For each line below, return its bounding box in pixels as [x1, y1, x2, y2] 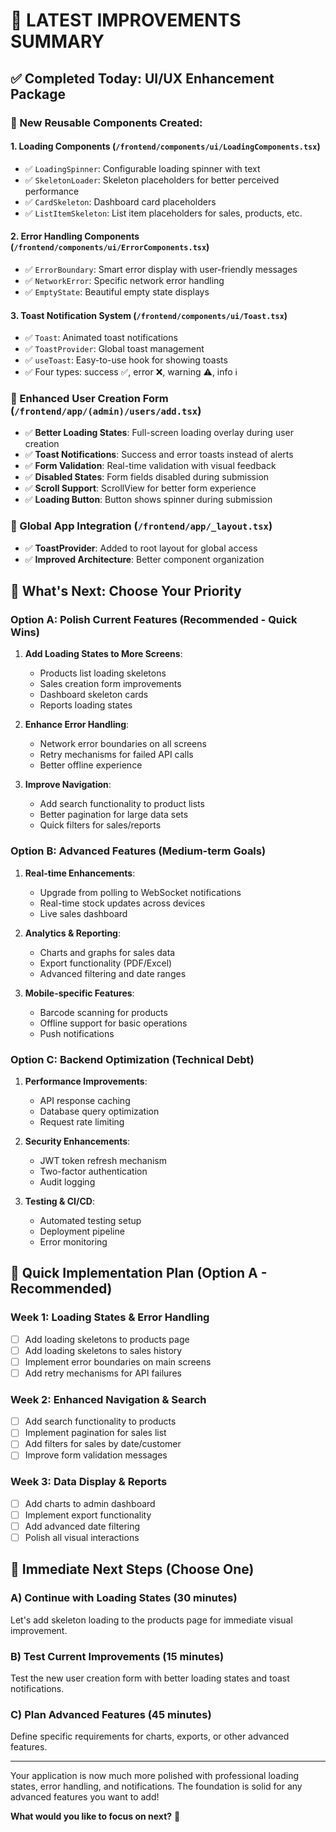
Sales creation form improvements [39, 678, 182, 690]
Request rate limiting [39, 1115, 125, 1128]
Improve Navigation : [24, 779, 112, 791]
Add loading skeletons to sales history [24, 1344, 183, 1356]
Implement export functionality [24, 1509, 152, 1521]
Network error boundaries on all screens [39, 738, 207, 750]
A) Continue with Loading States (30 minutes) [10, 1591, 238, 1605]
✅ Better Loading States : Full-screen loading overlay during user [24, 427, 294, 439]
